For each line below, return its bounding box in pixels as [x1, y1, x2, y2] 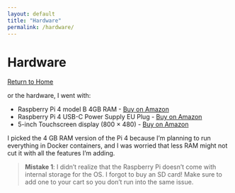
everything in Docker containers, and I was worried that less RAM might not [7, 141, 228, 150]
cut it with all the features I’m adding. [7, 149, 115, 158]
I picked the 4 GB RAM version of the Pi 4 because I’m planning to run [7, 134, 211, 143]
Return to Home [7, 77, 54, 86]
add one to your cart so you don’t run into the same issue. [24, 178, 194, 187]
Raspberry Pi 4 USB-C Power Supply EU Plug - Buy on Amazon [17, 113, 202, 121]
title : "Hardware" [7, 17, 62, 24]
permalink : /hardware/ [7, 23, 74, 31]
